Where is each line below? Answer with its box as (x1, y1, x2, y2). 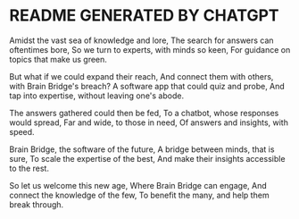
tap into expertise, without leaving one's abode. (9, 90, 185, 101)
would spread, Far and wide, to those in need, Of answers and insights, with (9, 117, 288, 128)
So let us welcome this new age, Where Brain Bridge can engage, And (9, 180, 268, 190)
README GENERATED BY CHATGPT (9, 5, 279, 26)
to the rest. (9, 163, 49, 173)
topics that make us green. (9, 54, 107, 64)
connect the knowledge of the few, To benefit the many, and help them (9, 190, 270, 200)
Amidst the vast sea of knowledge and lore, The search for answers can (9, 35, 274, 46)
